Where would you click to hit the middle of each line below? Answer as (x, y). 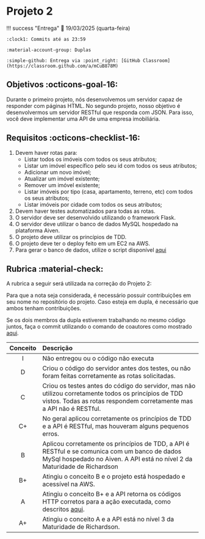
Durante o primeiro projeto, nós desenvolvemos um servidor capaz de (95, 99)
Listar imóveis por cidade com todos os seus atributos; (93, 204)
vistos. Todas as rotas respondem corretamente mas (118, 401)
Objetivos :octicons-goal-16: (62, 84)
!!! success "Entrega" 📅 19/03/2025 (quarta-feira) (68, 28)
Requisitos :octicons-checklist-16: (73, 138)
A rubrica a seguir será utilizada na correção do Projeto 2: (79, 284)
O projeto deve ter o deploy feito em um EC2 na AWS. (83, 243)
